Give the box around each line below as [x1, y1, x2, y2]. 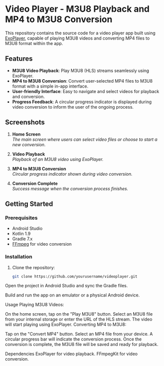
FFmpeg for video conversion [12, 241, 72, 247]
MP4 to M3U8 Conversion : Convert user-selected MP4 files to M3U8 [12, 78, 153, 84]
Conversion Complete [12, 180, 58, 186]
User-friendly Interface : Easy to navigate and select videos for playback [12, 88, 160, 94]
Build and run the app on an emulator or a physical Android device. [5, 292, 140, 298]
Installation [5, 253, 33, 260]
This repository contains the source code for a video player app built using [5, 30, 156, 36]
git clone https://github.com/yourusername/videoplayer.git [12, 274, 138, 279]
